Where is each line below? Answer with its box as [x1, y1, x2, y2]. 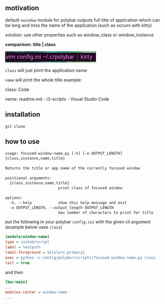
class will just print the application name [5, 67, 87, 73]
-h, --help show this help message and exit [9, 200, 127, 205]
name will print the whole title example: [5, 76, 82, 83]
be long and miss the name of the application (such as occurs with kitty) [5, 22, 152, 28]
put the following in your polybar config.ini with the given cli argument [5, 219, 151, 225]
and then [5, 269, 23, 275]
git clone [5, 124, 26, 129]
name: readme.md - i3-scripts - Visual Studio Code [5, 96, 110, 102]
